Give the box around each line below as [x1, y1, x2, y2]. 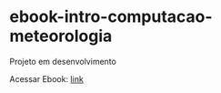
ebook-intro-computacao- [9, 6, 213, 27]
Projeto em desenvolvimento [9, 56, 116, 67]
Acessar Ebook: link [9, 73, 84, 84]
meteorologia [9, 26, 113, 46]
